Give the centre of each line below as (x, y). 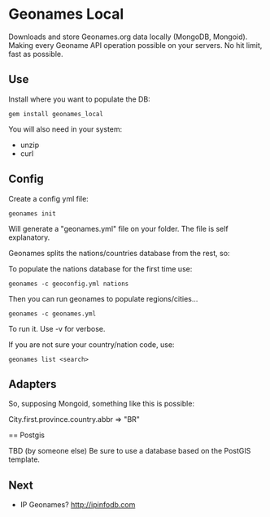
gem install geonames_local (56, 114)
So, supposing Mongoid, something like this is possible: (102, 404)
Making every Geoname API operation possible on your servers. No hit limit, (135, 45)
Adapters (33, 384)
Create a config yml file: (49, 198)
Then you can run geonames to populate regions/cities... (103, 298)
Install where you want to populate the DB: (79, 99)
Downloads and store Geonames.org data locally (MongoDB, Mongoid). (128, 37)
